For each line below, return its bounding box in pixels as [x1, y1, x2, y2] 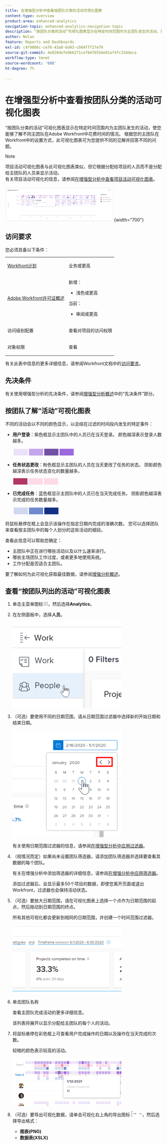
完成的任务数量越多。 [16, 496, 61, 502]
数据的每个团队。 [12, 860, 48, 866]
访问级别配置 [7, 327, 34, 333]
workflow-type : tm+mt [5, 55, 50, 60]
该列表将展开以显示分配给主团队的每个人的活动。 [12, 1020, 113, 1026]
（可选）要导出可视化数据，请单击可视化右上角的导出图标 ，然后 [12, 1112, 156, 1118]
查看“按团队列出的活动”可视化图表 [5, 587, 110, 595]
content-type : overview [5, 13, 55, 18]
